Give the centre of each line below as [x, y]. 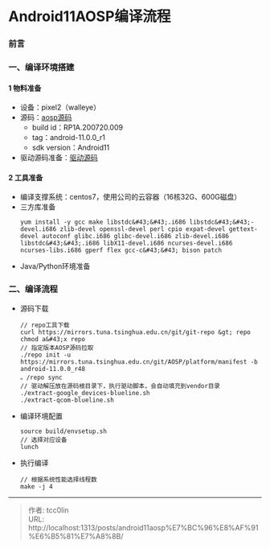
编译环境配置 [41, 416]
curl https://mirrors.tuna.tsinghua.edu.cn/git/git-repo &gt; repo [135, 332]
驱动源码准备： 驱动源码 [59, 158]
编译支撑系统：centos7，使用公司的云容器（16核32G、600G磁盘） [131, 197]
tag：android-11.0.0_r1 [69, 138]
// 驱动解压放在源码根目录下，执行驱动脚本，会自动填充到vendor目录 [120, 386]
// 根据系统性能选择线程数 [59, 480]
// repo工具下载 [45, 325]
